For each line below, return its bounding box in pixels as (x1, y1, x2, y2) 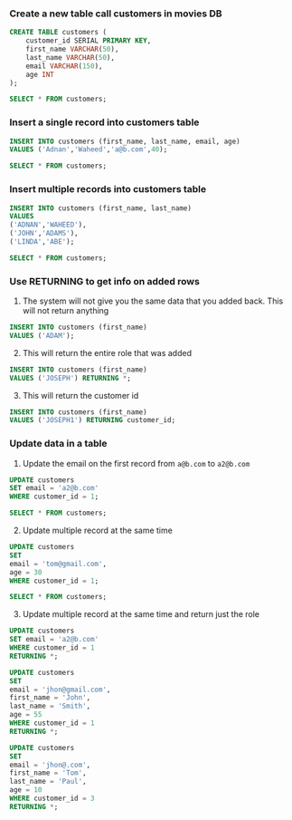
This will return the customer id (22, 390, 139, 400)
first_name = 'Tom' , (9, 768, 88, 777)
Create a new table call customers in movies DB (9, 7, 223, 20)
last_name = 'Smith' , (9, 701, 91, 711)
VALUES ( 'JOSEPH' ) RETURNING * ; (9, 373, 131, 382)
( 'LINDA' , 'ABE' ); (9, 237, 75, 246)
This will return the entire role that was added (22, 347, 193, 358)
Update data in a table (9, 438, 108, 450)
